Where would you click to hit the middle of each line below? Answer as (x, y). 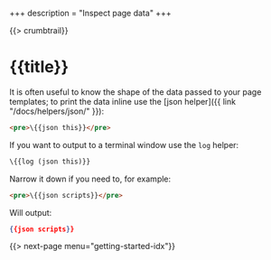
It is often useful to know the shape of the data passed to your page (135, 92)
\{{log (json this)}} (50, 162)
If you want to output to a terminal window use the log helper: (124, 144)
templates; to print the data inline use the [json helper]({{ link (123, 101)
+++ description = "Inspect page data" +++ (90, 13)
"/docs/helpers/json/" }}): (57, 111)
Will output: (31, 212)
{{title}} (39, 67)
